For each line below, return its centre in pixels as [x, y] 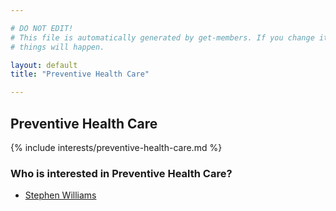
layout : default [44, 65]
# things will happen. [57, 47]
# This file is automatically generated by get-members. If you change [162, 37]
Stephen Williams [60, 195]
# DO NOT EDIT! [42, 28]
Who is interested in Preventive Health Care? [121, 173]
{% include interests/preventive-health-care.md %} [116, 147]
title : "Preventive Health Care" [80, 74]
